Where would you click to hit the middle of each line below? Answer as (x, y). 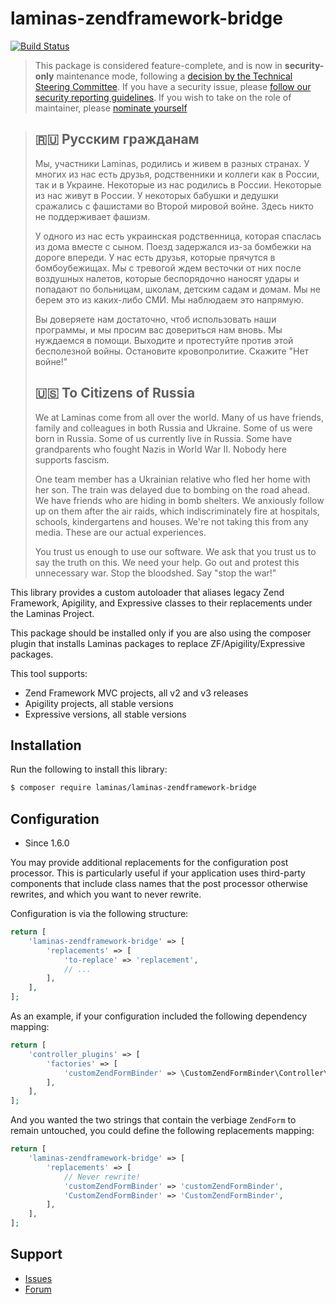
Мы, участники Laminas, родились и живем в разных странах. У (172, 163)
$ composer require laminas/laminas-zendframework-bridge (133, 788)
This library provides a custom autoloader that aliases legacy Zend (147, 592)
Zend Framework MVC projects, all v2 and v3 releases (136, 693)
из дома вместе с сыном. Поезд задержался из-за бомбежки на (173, 246)
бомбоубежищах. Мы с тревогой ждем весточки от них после (168, 268)
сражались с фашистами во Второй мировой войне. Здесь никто (174, 206)
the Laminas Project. (52, 613)
